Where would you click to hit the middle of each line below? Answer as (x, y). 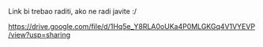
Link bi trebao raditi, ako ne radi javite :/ (72, 11)
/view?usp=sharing (39, 35)
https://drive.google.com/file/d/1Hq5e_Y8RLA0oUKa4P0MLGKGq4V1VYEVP (131, 26)
